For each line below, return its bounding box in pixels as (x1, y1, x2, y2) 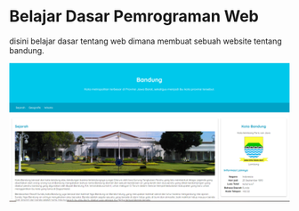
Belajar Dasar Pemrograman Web (9, 6, 260, 27)
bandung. (9, 45, 44, 55)
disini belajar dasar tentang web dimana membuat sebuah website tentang (9, 36, 282, 46)
